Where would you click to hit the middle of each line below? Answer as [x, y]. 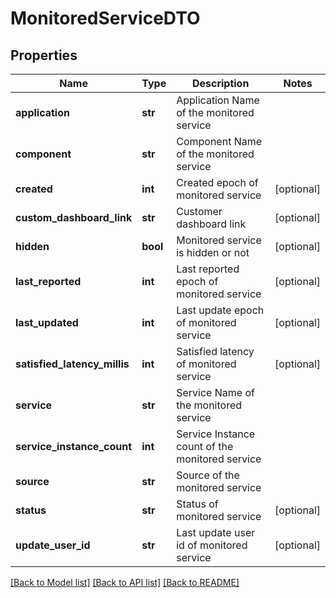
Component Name [219, 141]
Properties [44, 55]
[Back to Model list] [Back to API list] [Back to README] [125, 582]
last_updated [47, 322]
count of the [205, 446]
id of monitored [212, 545]
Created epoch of [217, 182]
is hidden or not [213, 252]
